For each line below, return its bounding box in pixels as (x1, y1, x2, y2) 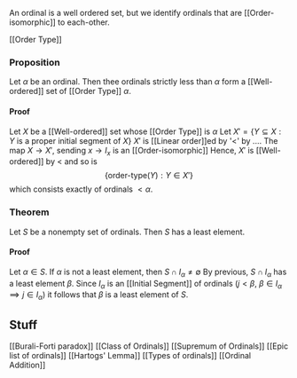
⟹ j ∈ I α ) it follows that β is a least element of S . (9, 289, 189, 303)
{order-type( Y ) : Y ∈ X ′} (105, 170, 193, 181)
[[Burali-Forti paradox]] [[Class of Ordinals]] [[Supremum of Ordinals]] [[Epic (9, 341, 289, 351)
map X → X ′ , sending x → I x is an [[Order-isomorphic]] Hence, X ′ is (9, 145, 254, 158)
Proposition (9, 56, 60, 68)
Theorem (9, 206, 50, 218)
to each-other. (57, 17, 111, 28)
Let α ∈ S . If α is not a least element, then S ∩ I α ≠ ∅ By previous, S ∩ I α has (9, 266, 287, 279)
